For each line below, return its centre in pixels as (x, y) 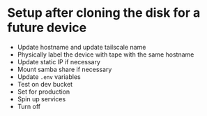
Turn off (29, 106)
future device (47, 28)
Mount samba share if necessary (64, 69)
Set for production (44, 92)
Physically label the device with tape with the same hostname (106, 55)
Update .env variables (49, 77)
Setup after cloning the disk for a (104, 13)
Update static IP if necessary (59, 61)
